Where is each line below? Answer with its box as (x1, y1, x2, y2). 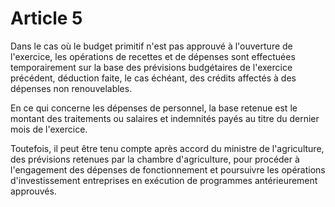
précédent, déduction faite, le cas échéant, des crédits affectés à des (10, 72, 297, 84)
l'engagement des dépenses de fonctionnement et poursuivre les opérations (10, 163, 326, 176)
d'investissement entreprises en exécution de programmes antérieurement (10, 174, 318, 186)
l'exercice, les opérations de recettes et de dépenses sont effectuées (10, 50, 296, 62)
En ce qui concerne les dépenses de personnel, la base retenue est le (10, 102, 298, 114)
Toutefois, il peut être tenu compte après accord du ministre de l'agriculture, (10, 142, 325, 154)
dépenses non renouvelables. (10, 82, 133, 94)
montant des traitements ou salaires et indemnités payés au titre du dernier (10, 112, 320, 124)
